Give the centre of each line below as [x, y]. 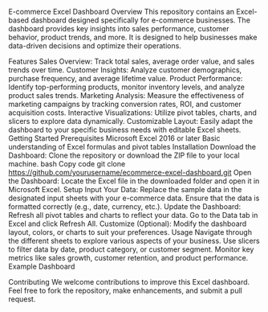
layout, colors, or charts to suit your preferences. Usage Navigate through [130, 232]
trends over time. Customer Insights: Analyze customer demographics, [125, 70]
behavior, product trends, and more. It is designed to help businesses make [133, 37]
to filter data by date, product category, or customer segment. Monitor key [131, 249]
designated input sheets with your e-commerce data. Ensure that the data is [134, 198]
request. [22, 299]
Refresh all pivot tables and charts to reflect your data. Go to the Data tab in [133, 215]
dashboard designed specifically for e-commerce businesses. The [141, 20]
